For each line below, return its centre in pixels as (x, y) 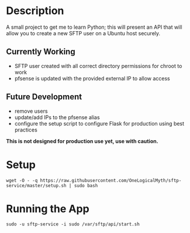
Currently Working (41, 52)
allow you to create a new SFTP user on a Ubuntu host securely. (83, 33)
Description (35, 11)
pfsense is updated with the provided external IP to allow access (92, 78)
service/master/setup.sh (36, 185)
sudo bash (86, 185)
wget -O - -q (22, 180)
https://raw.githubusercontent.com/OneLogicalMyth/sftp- (111, 180)
